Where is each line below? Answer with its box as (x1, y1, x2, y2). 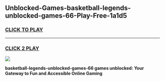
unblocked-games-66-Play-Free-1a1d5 (5, 12, 127, 20)
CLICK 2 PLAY (5, 45, 39, 52)
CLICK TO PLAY (5, 27, 43, 33)
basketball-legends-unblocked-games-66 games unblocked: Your (5, 65, 144, 71)
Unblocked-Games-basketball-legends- (5, 4, 131, 12)
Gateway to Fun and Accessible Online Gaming (5, 70, 103, 76)
